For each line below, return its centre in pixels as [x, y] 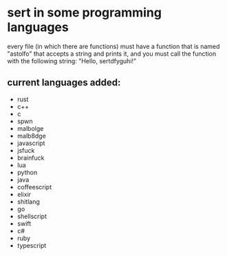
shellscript [32, 216]
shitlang [28, 202]
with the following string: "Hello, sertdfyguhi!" [72, 61]
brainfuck [31, 158]
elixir [24, 194]
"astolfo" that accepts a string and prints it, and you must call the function [112, 54]
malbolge [30, 128]
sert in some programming [84, 13]
